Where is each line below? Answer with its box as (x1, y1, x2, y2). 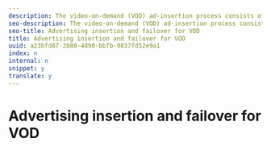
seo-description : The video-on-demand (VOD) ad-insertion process (8, 19, 236, 27)
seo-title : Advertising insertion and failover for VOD (8, 27, 200, 35)
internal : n (8, 57, 48, 65)
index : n (8, 49, 38, 57)
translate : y (8, 72, 52, 80)
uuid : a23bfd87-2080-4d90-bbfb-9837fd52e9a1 (8, 42, 161, 50)
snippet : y (8, 65, 45, 73)
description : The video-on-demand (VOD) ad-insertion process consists (8, 11, 254, 20)
